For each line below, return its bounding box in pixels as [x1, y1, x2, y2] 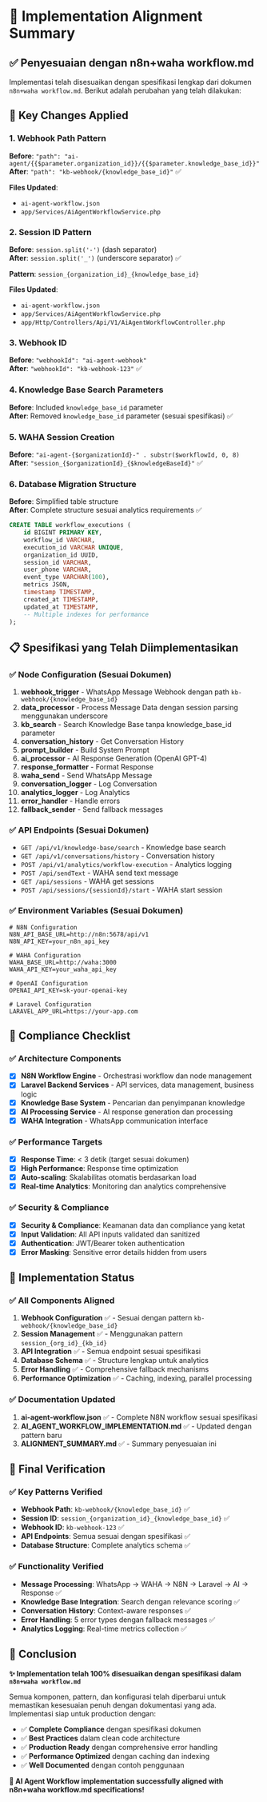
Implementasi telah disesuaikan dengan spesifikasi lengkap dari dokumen [9, 78, 252, 86]
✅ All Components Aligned [9, 1295, 115, 1306]
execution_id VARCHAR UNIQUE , [23, 543, 125, 551]
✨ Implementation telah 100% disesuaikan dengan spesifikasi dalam [9, 1668, 242, 1678]
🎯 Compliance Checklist [9, 1029, 131, 1043]
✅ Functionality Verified [9, 1561, 105, 1572]
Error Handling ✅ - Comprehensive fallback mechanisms [20, 1364, 209, 1374]
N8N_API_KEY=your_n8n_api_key [9, 937, 110, 945]
